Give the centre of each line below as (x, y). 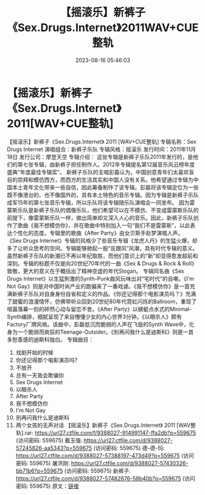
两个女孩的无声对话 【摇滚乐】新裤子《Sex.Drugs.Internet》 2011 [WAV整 (106, 425)
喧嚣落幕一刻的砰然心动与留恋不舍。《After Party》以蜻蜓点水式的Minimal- (99, 309)
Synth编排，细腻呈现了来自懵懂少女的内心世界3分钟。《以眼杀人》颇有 (94, 317)
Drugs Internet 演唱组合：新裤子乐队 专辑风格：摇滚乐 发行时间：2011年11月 (102, 149)
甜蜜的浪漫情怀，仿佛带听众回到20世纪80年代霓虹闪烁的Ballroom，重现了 (104, 301)
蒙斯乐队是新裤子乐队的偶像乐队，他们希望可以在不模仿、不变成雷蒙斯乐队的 (103, 210)
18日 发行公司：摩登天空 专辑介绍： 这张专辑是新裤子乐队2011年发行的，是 (100, 156)
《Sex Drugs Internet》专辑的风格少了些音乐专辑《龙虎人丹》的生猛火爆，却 (102, 240)
